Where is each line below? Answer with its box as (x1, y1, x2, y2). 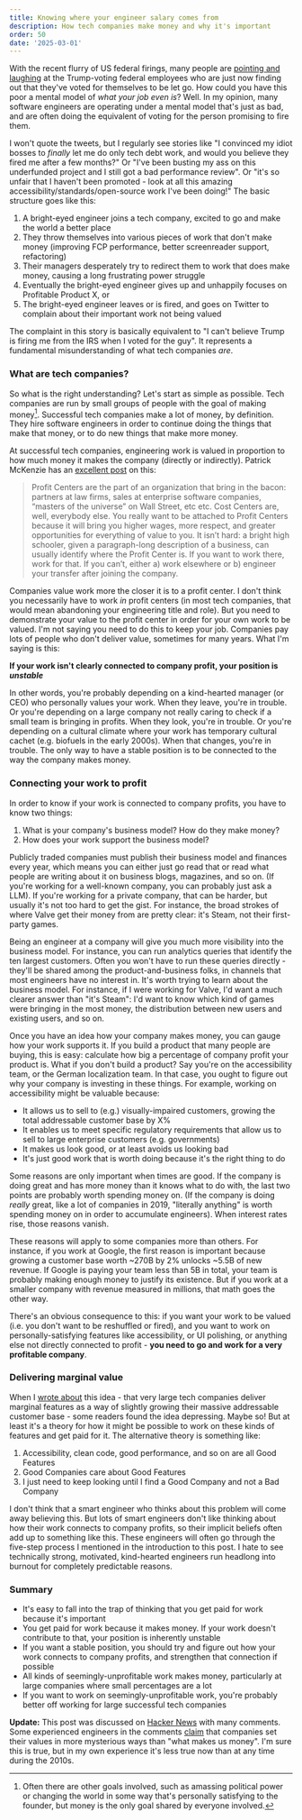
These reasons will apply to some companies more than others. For (9, 1235, 259, 1246)
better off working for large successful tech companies (22, 1699, 227, 1710)
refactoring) (22, 251, 67, 262)
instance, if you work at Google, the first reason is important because (9, 1245, 266, 1256)
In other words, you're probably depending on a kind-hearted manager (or (9, 687, 285, 698)
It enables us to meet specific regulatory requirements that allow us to (22, 1124, 281, 1135)
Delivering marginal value (9, 1371, 124, 1384)
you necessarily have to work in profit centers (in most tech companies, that (9, 596, 291, 606)
